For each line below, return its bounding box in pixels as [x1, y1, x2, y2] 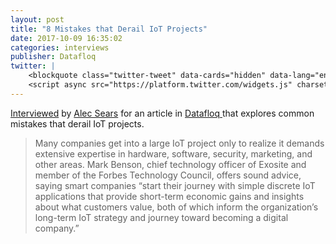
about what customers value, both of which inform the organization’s [34, 201, 319, 213]
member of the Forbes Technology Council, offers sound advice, [34, 169, 302, 181]
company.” [34, 222, 80, 234]
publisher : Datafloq [10, 52, 97, 62]
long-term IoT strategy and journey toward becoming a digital [34, 211, 289, 223]
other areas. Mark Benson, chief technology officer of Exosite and [34, 158, 307, 170]
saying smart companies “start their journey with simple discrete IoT [34, 179, 316, 191]
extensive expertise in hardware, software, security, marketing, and [34, 147, 313, 160]
